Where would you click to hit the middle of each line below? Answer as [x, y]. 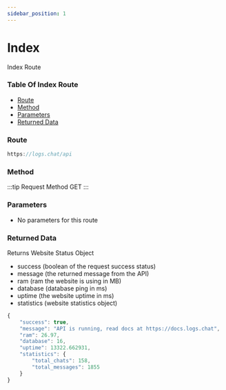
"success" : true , [44, 322]
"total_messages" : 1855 [66, 367]
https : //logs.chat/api [40, 154]
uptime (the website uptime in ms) [65, 295]
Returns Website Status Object [51, 252]
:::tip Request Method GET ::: [48, 187]
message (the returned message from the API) [83, 273]
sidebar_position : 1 [37, 13]
